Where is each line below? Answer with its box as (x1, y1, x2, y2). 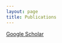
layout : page (6, 8, 38, 15)
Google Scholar (6, 30, 44, 37)
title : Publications (6, 14, 57, 20)
